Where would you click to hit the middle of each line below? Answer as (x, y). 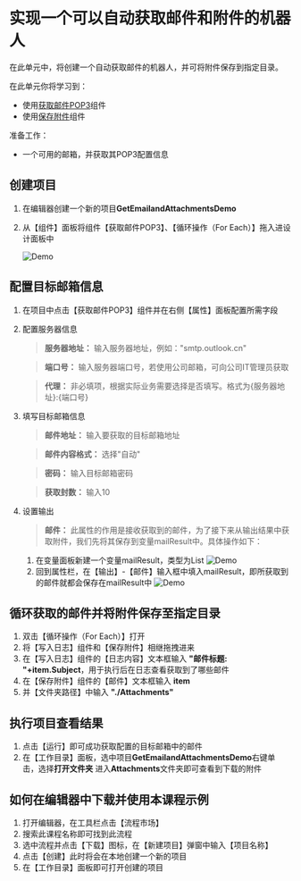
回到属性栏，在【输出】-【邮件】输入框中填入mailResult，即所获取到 (162, 571)
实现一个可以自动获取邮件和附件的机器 (150, 18)
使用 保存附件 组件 (54, 116)
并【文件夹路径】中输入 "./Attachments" (98, 692)
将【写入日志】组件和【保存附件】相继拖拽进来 (108, 648)
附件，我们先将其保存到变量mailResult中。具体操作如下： (158, 541)
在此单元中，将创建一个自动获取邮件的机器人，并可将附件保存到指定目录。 (146, 67)
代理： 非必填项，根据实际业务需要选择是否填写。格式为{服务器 (161, 386)
